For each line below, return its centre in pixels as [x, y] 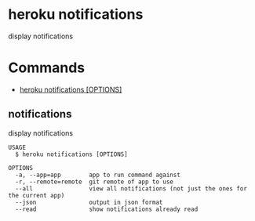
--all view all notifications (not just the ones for [131, 188]
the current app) [36, 195]
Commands [47, 68]
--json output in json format [89, 202]
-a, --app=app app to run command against [98, 175]
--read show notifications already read [107, 209]
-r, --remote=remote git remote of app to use [95, 182]
